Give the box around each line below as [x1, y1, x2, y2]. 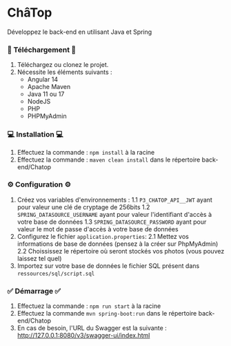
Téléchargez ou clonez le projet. [17, 61, 109, 69]
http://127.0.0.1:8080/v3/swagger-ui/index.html [17, 331, 150, 340]
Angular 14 [27, 75, 59, 84]
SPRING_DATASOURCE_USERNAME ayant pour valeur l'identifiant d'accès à [17, 210, 212, 218]
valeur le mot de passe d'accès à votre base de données [17, 224, 179, 233]
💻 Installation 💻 [7, 130, 63, 140]
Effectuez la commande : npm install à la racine [17, 148, 155, 156]
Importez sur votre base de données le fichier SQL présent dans [17, 261, 200, 270]
